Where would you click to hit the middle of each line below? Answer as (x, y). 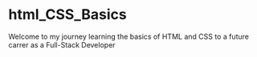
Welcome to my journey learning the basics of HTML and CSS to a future (129, 36)
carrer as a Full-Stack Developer (62, 44)
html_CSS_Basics (67, 15)
